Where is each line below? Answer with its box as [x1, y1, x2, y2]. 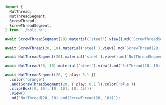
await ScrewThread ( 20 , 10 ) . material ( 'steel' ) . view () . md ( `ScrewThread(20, [5, 46, 161, 51]
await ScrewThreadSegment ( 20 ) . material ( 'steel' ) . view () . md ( [5, 37, 132, 42]
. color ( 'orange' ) [9, 77, 45, 82]
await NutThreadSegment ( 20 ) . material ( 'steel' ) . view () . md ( [5, 54, 127, 59]
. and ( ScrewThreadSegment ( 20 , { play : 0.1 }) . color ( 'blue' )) [9, 82, 136, 87]
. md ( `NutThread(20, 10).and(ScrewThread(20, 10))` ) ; [9, 96, 121, 101]
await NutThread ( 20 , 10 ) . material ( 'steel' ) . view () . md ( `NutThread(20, [5, 63, 152, 68]
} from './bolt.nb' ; [5, 28, 48, 33]
